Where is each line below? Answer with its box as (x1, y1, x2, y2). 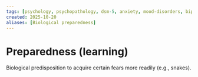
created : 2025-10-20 (6, 14, 57, 20)
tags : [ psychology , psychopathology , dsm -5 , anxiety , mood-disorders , (6, 8, 183, 15)
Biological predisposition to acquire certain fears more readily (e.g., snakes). (6, 64, 192, 71)
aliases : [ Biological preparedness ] (6, 19, 96, 25)
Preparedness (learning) (6, 45, 128, 58)
